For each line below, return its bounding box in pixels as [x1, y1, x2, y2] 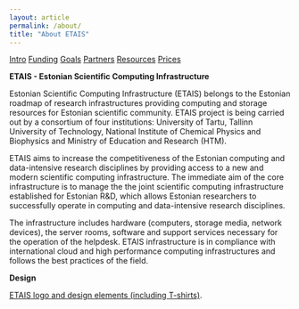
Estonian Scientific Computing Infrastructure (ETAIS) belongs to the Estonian [9, 88, 291, 99]
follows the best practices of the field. [9, 256, 149, 266]
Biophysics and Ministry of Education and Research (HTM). [9, 135, 228, 147]
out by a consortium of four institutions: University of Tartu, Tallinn [9, 117, 253, 127]
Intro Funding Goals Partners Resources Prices [9, 54, 181, 65]
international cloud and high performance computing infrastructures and [9, 246, 276, 256]
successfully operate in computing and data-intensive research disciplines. [9, 200, 286, 211]
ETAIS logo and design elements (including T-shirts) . [9, 290, 203, 301]
